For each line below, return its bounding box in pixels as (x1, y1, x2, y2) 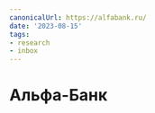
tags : (9, 30, 30, 39)
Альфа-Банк (9, 85, 108, 106)
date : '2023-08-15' (9, 22, 83, 30)
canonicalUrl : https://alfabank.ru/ (9, 13, 147, 22)
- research (9, 38, 50, 48)
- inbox (9, 47, 39, 56)
